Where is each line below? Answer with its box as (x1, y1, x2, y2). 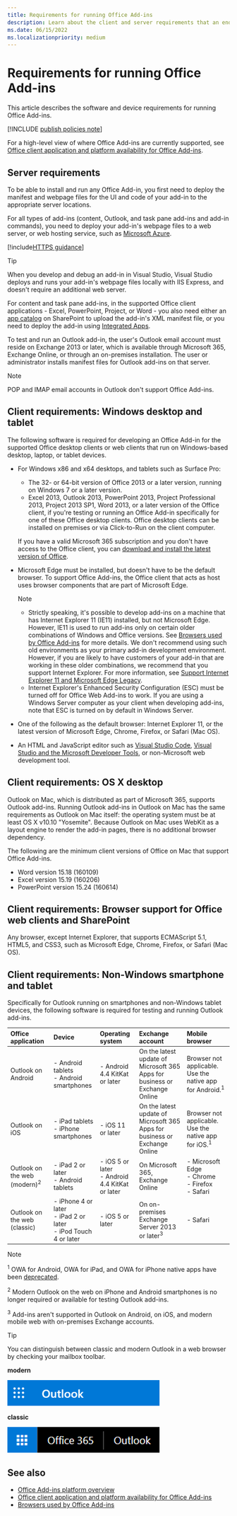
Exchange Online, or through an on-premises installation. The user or (7, 350, 208, 359)
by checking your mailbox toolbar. (7, 1353, 106, 1361)
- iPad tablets (53, 1117, 94, 1125)
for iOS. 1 (186, 1139, 212, 1149)
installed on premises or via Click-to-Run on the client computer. (28, 523, 216, 532)
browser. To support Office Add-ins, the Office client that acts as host (17, 573, 221, 582)
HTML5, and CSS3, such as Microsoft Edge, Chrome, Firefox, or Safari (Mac (7, 941, 228, 949)
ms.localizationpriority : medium (7, 34, 106, 41)
